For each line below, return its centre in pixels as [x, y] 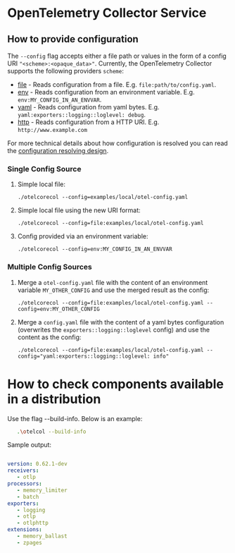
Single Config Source [44, 169]
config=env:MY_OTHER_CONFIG [58, 309]
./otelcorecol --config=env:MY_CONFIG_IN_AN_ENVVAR [95, 249]
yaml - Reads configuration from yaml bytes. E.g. [88, 107]
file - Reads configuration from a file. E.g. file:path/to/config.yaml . [117, 85]
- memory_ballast [42, 536]
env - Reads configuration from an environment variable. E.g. [106, 92]
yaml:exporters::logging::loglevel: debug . [82, 115]
